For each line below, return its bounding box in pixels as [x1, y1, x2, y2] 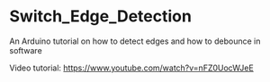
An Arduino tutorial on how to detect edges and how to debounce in [9, 36, 261, 46]
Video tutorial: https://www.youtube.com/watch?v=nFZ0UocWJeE [9, 62, 254, 73]
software [9, 45, 42, 55]
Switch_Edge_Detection [9, 6, 192, 27]
